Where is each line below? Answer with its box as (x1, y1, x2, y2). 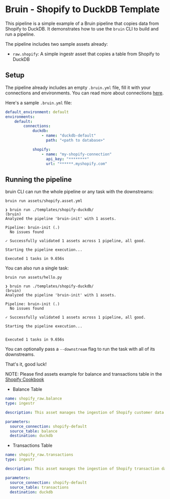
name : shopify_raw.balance (5, 396, 62, 402)
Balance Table (12, 386, 42, 392)
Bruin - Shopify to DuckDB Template (5, 4, 160, 15)
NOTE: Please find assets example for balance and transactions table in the (5, 371, 162, 377)
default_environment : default (5, 109, 69, 115)
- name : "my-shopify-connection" (41, 151, 112, 157)
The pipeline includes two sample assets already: (5, 41, 108, 47)
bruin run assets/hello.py (5, 275, 62, 280)
